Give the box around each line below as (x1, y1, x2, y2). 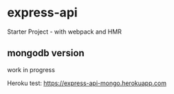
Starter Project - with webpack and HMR (7, 27, 122, 36)
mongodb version (7, 47, 85, 59)
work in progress (7, 65, 55, 73)
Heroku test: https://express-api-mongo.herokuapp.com (7, 79, 167, 87)
